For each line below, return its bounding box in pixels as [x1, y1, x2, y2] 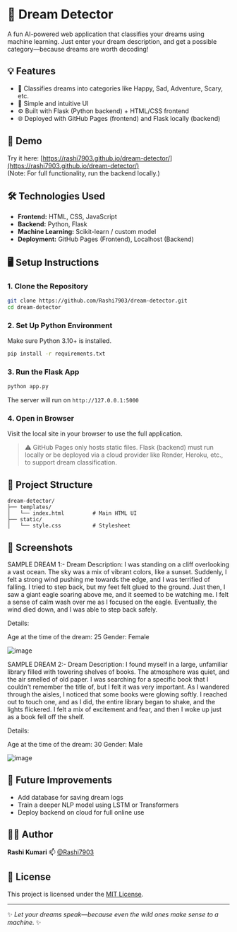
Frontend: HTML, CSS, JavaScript [17, 212, 118, 221]
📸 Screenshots [7, 541, 73, 554]
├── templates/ [7, 503, 52, 511]
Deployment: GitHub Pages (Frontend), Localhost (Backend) [17, 235, 194, 243]
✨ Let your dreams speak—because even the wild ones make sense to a [7, 910, 219, 919]
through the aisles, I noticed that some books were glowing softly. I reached [7, 690, 228, 699]
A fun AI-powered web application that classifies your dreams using [7, 30, 205, 38]
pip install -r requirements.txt [7, 350, 106, 358]
